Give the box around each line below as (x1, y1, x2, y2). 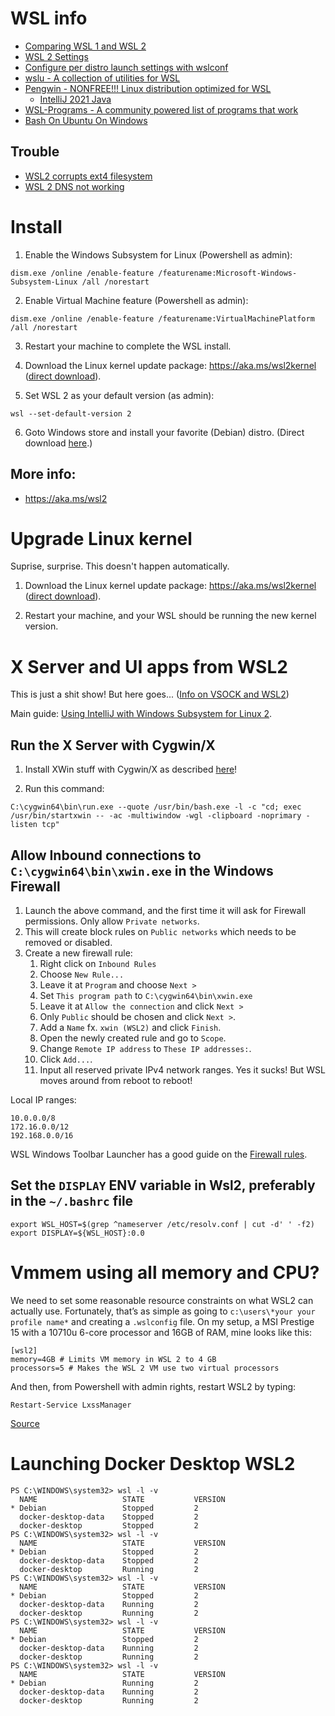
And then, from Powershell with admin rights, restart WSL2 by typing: (10, 1380, 297, 1392)
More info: (10, 466, 77, 483)
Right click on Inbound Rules (39, 958, 157, 969)
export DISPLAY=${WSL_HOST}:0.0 (10, 1228, 145, 1238)
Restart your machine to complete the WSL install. (24, 340, 232, 352)
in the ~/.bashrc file (10, 1193, 134, 1210)
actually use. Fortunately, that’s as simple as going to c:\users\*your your (10, 1305, 316, 1317)
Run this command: (24, 783, 105, 795)
